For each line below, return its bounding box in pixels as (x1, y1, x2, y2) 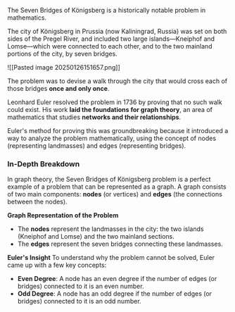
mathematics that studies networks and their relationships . (7, 113, 182, 121)
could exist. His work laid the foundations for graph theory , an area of (7, 106, 213, 113)
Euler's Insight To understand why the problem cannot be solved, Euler (7, 254, 215, 262)
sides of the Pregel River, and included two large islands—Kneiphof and (7, 35, 215, 43)
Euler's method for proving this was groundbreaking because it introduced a (7, 127, 229, 135)
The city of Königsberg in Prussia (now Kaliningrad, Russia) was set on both (7, 27, 227, 35)
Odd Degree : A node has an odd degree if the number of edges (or (17, 289, 212, 298)
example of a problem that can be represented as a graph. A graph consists (7, 182, 227, 191)
